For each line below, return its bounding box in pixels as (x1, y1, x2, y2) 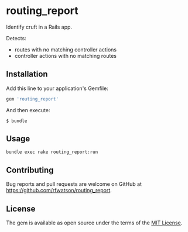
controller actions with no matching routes (14, 52, 117, 59)
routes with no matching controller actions (14, 46, 117, 53)
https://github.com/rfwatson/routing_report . (6, 187, 112, 194)
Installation (6, 69, 48, 79)
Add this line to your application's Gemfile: (6, 85, 108, 92)
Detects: (6, 34, 26, 41)
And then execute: (6, 106, 50, 113)
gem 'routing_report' (6, 96, 59, 102)
